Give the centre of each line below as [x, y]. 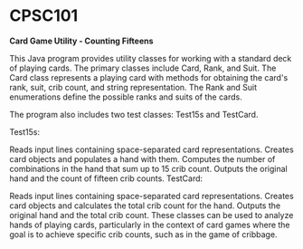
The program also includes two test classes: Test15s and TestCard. [134, 114]
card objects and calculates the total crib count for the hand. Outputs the [145, 206]
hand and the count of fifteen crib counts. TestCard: [106, 178]
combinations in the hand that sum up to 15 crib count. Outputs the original [148, 168]
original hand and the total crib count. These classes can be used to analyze [151, 215]
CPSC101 [44, 16]
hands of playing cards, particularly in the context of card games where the [150, 225]
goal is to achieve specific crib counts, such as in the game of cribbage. [143, 234]
